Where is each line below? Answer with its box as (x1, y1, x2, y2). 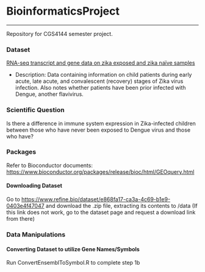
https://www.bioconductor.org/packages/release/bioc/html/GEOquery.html (6, 168, 195, 175)
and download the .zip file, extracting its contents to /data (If (45, 202, 198, 210)
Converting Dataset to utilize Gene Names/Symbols (6, 245, 140, 252)
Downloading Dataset (6, 182, 63, 190)
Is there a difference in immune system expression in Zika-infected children (6, 120, 196, 127)
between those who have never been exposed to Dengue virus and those (6, 126, 191, 134)
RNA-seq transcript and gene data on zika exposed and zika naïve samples (6, 59, 195, 66)
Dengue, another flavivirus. (15, 90, 84, 98)
